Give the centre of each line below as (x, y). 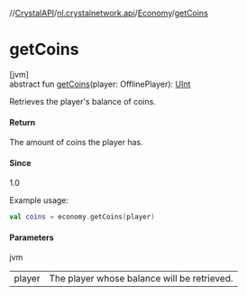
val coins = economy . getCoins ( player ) (82, 217)
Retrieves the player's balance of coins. (82, 101)
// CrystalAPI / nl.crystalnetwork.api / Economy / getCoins (109, 13)
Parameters (32, 237)
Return (23, 122)
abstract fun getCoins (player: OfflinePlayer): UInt (100, 84)
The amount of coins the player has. (77, 143)
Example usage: (39, 200)
